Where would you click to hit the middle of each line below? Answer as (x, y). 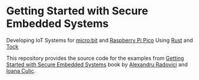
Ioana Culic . (21, 70)
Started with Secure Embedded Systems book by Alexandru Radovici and (97, 64)
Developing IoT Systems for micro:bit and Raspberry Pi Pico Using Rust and (100, 40)
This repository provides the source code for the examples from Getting (95, 58)
